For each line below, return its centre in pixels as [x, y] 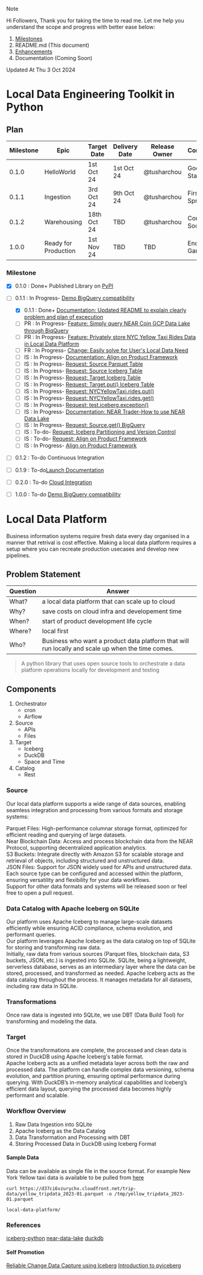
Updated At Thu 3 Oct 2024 [41, 70]
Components [31, 689]
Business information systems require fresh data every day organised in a [98, 536]
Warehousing [63, 222]
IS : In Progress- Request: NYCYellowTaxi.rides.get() [89, 398]
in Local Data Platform [52, 344]
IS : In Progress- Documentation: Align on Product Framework [101, 357]
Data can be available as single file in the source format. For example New [98, 1171]
